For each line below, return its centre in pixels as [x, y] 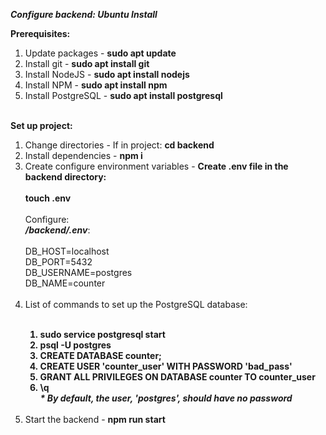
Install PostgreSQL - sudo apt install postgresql [123, 95]
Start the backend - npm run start [95, 419]
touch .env [48, 198]
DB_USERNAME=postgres [78, 272]
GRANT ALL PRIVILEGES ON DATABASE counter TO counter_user [177, 377]
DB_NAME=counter [65, 283]
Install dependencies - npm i [83, 155]
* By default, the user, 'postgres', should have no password [166, 398]
